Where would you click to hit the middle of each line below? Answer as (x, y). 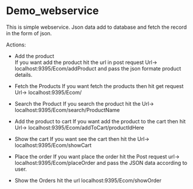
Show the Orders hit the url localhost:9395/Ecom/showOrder (88, 180)
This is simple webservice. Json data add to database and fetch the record (97, 27)
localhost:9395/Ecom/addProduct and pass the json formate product (98, 68)
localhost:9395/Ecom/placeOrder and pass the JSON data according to (101, 163)
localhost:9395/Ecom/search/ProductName (67, 110)
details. (23, 75)
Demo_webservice (53, 11)
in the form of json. (29, 33)
